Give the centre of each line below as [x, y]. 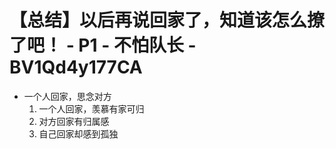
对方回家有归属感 [74, 121]
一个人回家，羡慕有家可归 [91, 108]
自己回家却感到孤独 [78, 133]
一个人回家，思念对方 [67, 96]
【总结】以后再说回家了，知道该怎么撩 [167, 20]
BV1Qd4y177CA [76, 67]
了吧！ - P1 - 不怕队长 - [103, 45]
